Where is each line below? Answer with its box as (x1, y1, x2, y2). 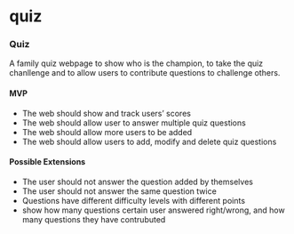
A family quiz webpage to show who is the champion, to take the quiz (9, 58, 264, 69)
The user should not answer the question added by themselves (21, 176, 253, 187)
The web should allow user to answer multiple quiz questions (21, 117, 246, 128)
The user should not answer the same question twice (21, 185, 218, 197)
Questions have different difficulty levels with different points (21, 195, 246, 206)
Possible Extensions (9, 157, 86, 167)
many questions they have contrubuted (21, 214, 166, 224)
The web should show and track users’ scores (21, 108, 191, 118)
